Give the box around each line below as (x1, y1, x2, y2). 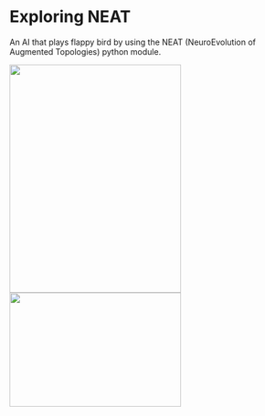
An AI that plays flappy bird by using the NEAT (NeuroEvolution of (9, 36, 256, 47)
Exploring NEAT (9, 6, 131, 27)
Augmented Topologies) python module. (9, 46, 162, 57)
